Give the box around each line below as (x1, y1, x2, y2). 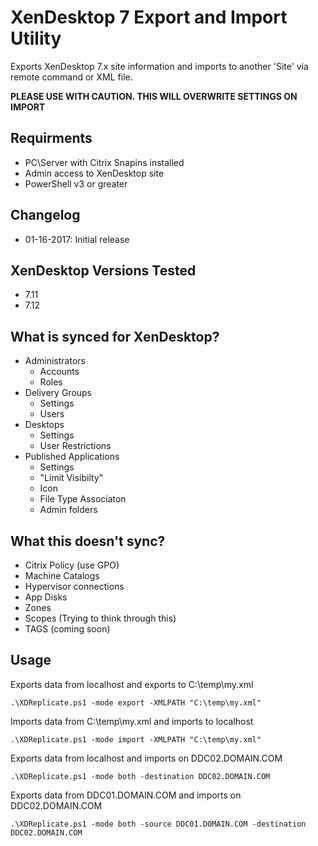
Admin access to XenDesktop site (24, 167, 165, 179)
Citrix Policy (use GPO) (24, 559, 120, 571)
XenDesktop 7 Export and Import (10, 6, 288, 29)
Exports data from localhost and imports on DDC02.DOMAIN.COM (10, 752, 283, 764)
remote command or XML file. (10, 71, 133, 83)
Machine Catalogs (24, 570, 100, 581)
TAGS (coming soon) (24, 623, 111, 635)
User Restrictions (39, 440, 112, 452)
